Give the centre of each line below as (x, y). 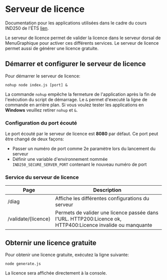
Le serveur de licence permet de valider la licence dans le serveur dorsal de (83, 38)
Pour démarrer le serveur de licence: (43, 76)
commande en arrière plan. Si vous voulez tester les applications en (75, 105)
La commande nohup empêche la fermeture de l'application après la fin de (81, 94)
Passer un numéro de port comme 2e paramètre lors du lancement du (84, 149)
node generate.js (23, 264)
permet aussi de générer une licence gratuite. (52, 48)
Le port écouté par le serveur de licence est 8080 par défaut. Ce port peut (82, 134)
